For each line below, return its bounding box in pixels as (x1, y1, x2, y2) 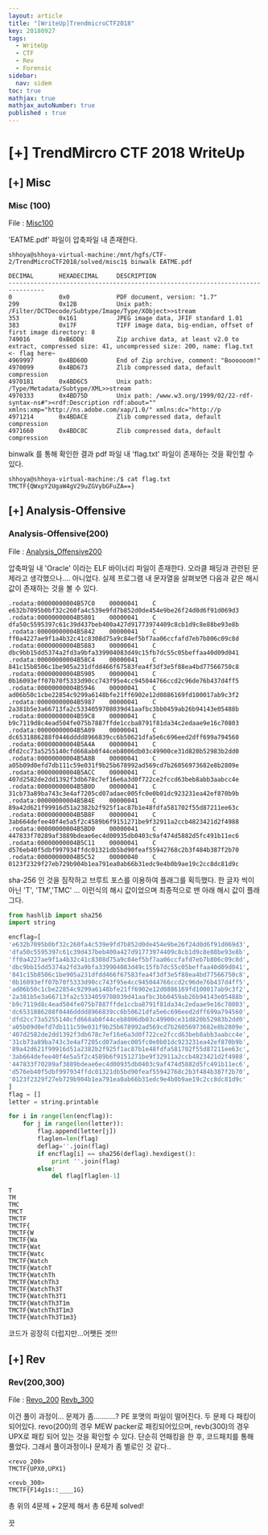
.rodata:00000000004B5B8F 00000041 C (8, 811, 157, 819)
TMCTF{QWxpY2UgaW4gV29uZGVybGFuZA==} (8, 482, 135, 490)
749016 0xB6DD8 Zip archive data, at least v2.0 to (8, 335, 240, 343)
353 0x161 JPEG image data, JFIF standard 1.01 (8, 314, 243, 322)
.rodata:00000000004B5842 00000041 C (8, 627, 157, 636)
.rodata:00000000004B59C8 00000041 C (8, 712, 157, 720)
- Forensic (15, 64, 52, 72)
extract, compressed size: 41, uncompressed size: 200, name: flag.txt (8, 342, 254, 350)
